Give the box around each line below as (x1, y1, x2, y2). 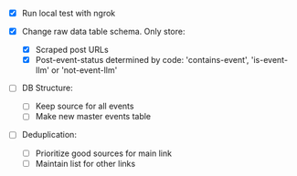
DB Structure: (21, 82, 74, 94)
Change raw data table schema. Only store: (21, 26, 186, 37)
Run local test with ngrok (21, 8, 116, 18)
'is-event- (250, 55, 289, 66)
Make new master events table (35, 111, 152, 122)
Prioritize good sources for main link (35, 148, 173, 159)
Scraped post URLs (35, 45, 109, 56)
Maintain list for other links (35, 158, 136, 169)
